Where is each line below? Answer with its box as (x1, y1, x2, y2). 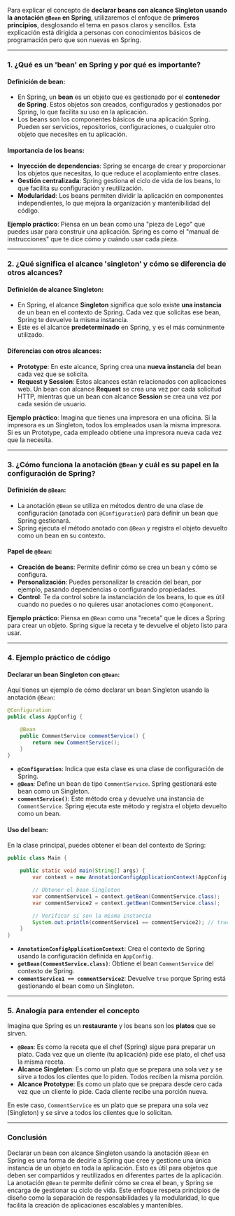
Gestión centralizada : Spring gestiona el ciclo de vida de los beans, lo (17, 177, 221, 185)
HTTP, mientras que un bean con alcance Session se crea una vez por (17, 392, 222, 401)
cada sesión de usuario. (17, 399, 87, 408)
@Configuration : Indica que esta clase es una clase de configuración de (17, 765, 224, 773)
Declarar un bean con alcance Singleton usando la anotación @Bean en (7, 1149, 209, 1157)
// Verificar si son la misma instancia (32, 912, 152, 919)
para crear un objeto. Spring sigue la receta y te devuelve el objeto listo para (7, 621, 228, 629)
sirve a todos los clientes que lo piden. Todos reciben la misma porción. (17, 1073, 225, 1081)
